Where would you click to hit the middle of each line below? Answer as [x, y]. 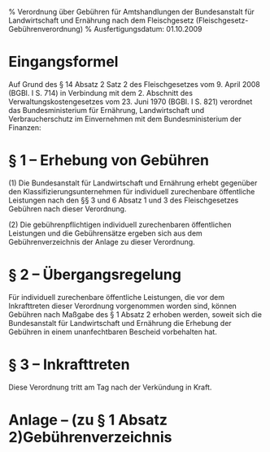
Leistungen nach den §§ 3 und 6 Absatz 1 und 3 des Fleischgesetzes [124, 200]
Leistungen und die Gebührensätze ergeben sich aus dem [106, 233]
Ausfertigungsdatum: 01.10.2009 [148, 29]
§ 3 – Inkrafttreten [69, 364]
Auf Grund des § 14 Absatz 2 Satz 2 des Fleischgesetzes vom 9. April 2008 [134, 84]
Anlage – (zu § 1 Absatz [88, 420]
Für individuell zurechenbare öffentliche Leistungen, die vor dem [117, 297]
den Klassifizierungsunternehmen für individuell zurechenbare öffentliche [132, 191]
